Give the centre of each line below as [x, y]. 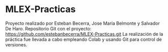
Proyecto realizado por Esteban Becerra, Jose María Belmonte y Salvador [82, 23]
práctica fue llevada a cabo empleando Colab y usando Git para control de [83, 39]
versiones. [16, 44]
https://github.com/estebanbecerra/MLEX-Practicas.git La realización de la [84, 34]
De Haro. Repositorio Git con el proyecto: [49, 28]
